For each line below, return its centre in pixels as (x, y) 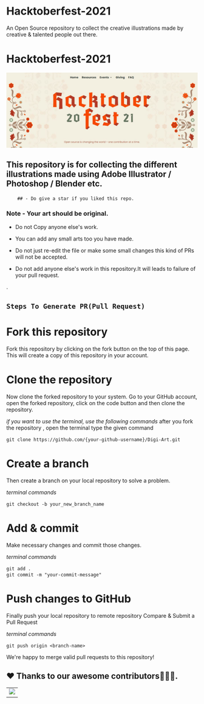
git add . (19, 569)
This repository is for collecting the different (92, 165)
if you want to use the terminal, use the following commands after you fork (100, 422)
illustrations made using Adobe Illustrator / (89, 174)
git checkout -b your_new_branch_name (55, 504)
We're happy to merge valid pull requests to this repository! (80, 657)
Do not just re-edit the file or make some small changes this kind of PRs (104, 250)
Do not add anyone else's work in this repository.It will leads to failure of (105, 268)
